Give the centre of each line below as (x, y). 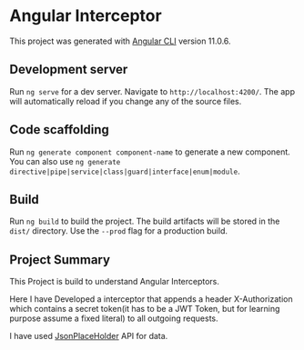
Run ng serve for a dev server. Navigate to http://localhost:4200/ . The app (152, 91)
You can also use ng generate (65, 161)
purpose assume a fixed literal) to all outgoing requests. (114, 318)
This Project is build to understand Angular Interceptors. (115, 282)
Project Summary (60, 260)
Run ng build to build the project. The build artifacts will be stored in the (145, 221)
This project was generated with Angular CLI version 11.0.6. (120, 41)
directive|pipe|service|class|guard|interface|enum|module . (125, 171)
